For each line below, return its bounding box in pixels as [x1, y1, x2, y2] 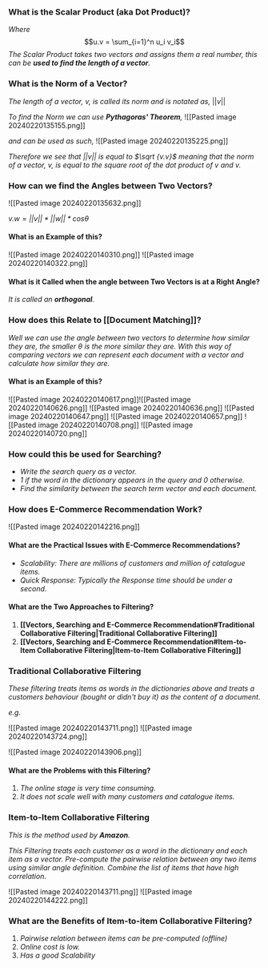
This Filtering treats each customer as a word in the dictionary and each [8, 845, 248, 855]
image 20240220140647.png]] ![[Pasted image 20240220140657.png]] [8, 411, 243, 421]
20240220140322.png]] [8, 259, 88, 268]
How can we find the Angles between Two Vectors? [8, 179, 214, 191]
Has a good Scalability [19, 950, 96, 960]
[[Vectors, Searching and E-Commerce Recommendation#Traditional [19, 619, 255, 629]
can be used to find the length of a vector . [8, 58, 150, 68]
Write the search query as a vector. [19, 467, 138, 477]
